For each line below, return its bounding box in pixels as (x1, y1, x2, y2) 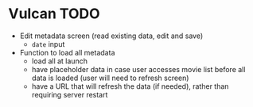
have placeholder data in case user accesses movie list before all (31, 64, 246, 74)
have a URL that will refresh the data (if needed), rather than (31, 81, 229, 91)
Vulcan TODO (8, 5, 101, 23)
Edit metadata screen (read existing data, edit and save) (19, 31, 204, 40)
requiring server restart (31, 90, 108, 99)
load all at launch (31, 56, 88, 66)
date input (31, 39, 65, 48)
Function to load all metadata (19, 48, 115, 57)
